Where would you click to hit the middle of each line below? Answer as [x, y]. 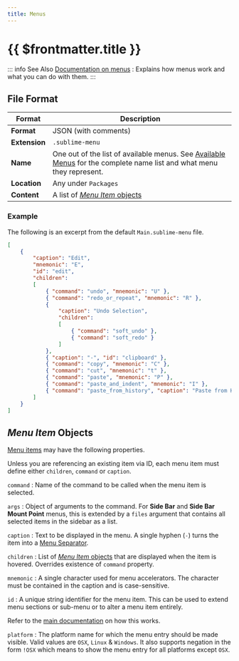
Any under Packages [85, 184]
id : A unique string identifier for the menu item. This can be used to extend [118, 600]
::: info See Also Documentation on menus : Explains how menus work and [116, 69]
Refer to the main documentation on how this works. [84, 621]
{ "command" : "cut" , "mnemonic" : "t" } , [106, 371]
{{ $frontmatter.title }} [74, 49]
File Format [33, 99]
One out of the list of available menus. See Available [139, 154]
